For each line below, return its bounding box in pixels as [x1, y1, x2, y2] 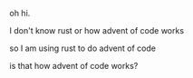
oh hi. [9, 8, 31, 18]
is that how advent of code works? [9, 61, 139, 71]
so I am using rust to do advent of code [9, 43, 157, 54]
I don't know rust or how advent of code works [9, 25, 184, 35]
